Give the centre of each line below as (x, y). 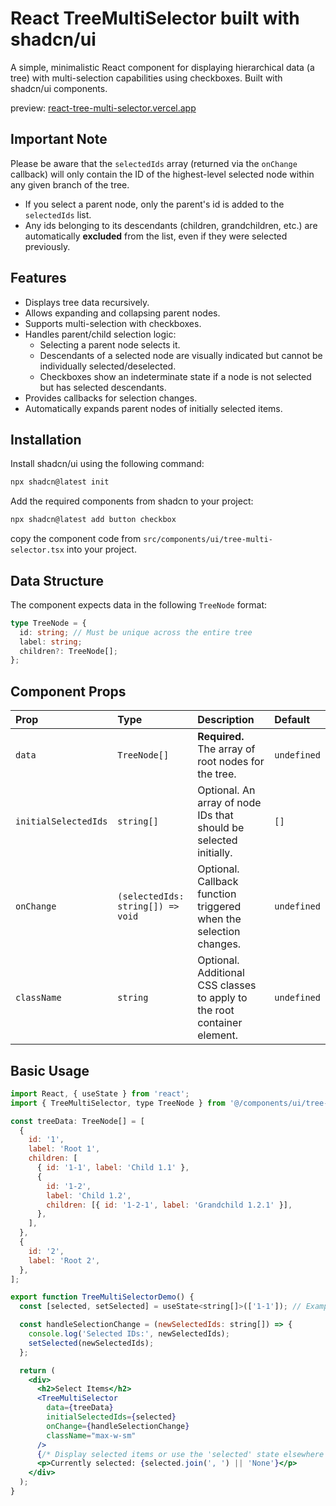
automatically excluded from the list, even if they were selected (156, 236)
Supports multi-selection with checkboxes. (113, 323)
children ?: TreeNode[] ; (68, 651)
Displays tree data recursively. (87, 302)
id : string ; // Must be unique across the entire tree (136, 632)
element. (218, 1035)
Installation (46, 439)
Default (292, 720)
